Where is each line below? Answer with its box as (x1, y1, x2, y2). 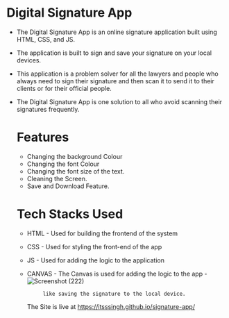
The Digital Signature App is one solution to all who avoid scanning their (16, 97, 223, 106)
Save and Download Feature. (26, 182, 110, 190)
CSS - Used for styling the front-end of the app (26, 242, 162, 251)
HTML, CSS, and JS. (16, 35, 76, 43)
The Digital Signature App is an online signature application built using (16, 28, 218, 36)
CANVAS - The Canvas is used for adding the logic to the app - (26, 269, 207, 278)
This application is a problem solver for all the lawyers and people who (16, 69, 219, 78)
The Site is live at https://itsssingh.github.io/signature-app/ (26, 302, 196, 310)
